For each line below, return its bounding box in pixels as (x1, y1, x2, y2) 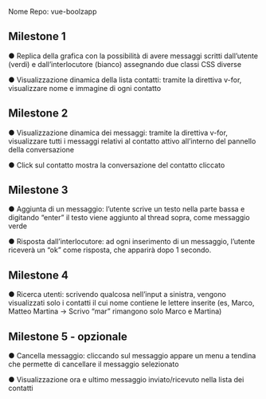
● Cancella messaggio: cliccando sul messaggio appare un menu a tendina (8, 351, 256, 361)
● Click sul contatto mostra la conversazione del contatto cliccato (8, 160, 225, 170)
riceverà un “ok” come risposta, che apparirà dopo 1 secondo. (8, 245, 212, 255)
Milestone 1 (8, 30, 66, 43)
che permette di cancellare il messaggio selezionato (8, 359, 179, 369)
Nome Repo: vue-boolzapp (8, 7, 97, 16)
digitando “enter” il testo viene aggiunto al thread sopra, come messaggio (8, 213, 250, 223)
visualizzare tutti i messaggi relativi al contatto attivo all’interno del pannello (8, 136, 256, 146)
